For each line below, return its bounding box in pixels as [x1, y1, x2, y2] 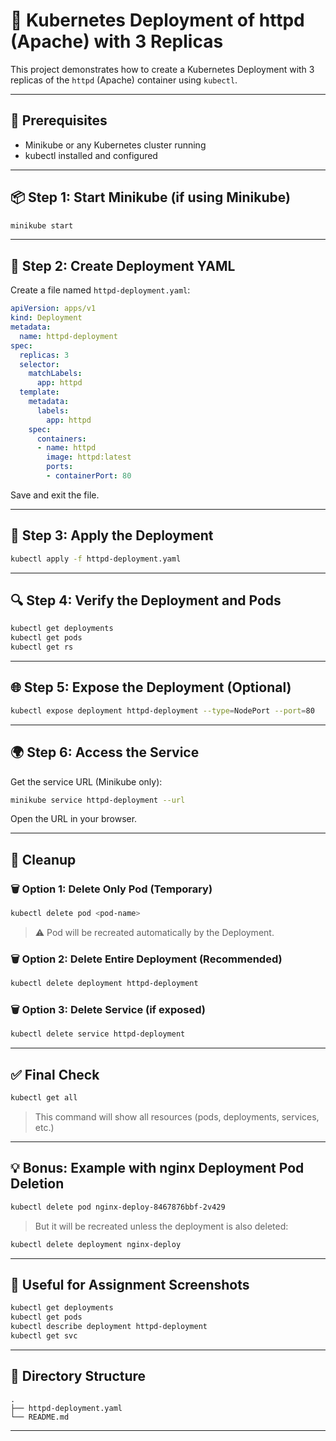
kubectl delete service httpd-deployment [10, 1029, 186, 1039]
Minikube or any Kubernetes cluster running [24, 139, 207, 151]
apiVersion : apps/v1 [10, 304, 97, 314]
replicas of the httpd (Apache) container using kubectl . [10, 74, 238, 86]
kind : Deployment [10, 313, 83, 323]
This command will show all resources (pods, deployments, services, [34, 1110, 320, 1123]
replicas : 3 [19, 350, 70, 360]
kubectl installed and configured [24, 149, 158, 161]
